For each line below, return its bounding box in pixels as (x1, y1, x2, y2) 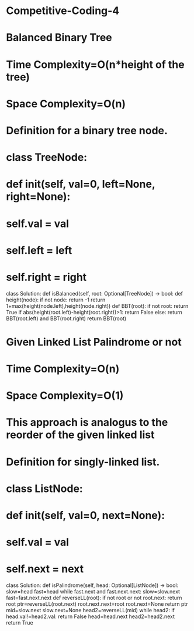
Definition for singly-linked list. (6, 455, 160, 469)
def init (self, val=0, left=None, (6, 178, 155, 191)
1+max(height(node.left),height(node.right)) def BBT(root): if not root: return (6, 302, 189, 309)
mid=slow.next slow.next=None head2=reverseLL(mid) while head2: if (6, 607, 175, 614)
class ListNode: (6, 482, 83, 495)
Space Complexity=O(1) (6, 389, 124, 402)
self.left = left (6, 243, 72, 257)
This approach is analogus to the (6, 416, 168, 429)
